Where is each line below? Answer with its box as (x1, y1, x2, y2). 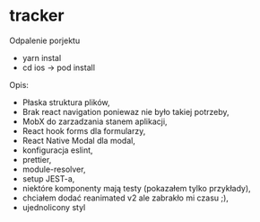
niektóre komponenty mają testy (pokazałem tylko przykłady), (22, 182, 251, 193)
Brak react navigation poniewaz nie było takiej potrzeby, (22, 106, 230, 117)
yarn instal (22, 52, 62, 63)
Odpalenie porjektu (9, 35, 81, 46)
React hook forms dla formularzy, (22, 125, 146, 136)
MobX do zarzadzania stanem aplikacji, (22, 116, 168, 127)
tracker (9, 5, 65, 26)
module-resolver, (22, 164, 86, 174)
